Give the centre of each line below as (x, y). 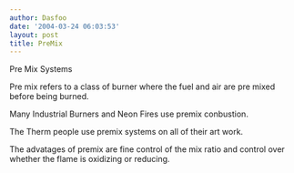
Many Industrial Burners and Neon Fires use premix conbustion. (129, 114)
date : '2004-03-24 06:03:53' (65, 26)
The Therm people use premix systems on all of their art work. (127, 132)
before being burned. (49, 97)
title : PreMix (36, 43)
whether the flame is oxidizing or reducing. (90, 159)
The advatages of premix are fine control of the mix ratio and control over (147, 149)
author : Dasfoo (38, 18)
